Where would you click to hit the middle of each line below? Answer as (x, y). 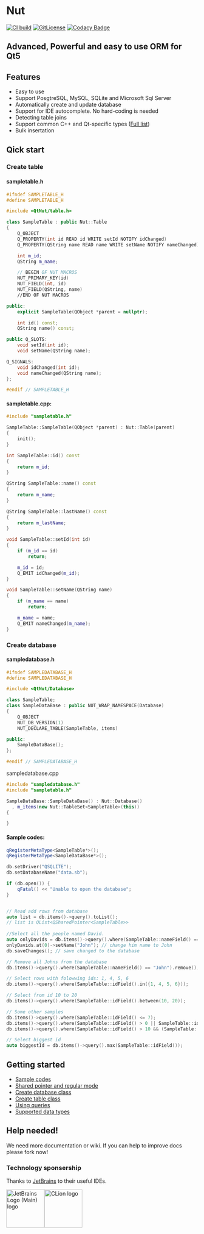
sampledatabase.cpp (32, 773)
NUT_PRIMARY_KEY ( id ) (43, 278)
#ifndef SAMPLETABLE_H (35, 194)
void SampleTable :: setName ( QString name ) (59, 590)
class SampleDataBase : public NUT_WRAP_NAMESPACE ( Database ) (85, 706)
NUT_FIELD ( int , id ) (42, 284)
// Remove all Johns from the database (57, 962)
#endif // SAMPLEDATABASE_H (42, 762)
